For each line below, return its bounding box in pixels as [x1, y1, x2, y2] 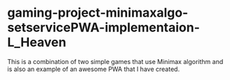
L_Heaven [7, 35, 67, 50]
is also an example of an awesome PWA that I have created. [7, 65, 180, 73]
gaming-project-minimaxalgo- [7, 5, 189, 21]
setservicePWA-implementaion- [7, 19, 201, 35]
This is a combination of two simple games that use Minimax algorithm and [7, 57, 224, 65]
